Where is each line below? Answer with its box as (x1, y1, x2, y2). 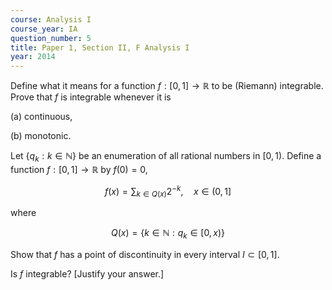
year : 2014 (10, 52, 56, 62)
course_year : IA (10, 24, 78, 34)
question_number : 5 (10, 33, 92, 43)
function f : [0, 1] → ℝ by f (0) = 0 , (10, 163, 148, 175)
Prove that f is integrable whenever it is (10, 91, 172, 103)
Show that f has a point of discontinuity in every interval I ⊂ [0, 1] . (10, 249, 280, 261)
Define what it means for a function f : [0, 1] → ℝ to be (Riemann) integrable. (10, 80, 324, 92)
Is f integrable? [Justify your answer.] (10, 268, 165, 280)
